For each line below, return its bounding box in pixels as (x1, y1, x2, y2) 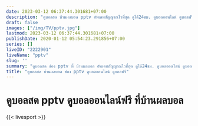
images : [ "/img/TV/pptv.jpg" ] (6, 25, 81, 31)
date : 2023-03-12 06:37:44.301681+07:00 (6, 8, 107, 15)
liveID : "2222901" (6, 47, 51, 53)
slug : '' (6, 57, 28, 63)
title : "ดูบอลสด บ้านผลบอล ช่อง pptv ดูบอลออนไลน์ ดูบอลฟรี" (6, 69, 129, 74)
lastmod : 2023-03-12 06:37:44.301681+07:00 (6, 30, 115, 36)
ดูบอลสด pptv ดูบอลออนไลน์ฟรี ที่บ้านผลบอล (6, 94, 184, 107)
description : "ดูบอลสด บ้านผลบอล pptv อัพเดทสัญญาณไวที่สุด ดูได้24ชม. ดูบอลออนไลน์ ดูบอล (6, 14, 189, 20)
